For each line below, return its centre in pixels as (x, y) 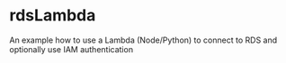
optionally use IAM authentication (71, 49)
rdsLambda (53, 16)
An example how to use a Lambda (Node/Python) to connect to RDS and (143, 40)
